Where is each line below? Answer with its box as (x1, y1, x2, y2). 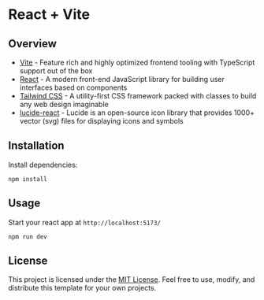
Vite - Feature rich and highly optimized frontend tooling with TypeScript (19, 57, 255, 67)
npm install (8, 175, 47, 183)
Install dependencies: (8, 160, 78, 169)
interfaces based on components (19, 83, 128, 92)
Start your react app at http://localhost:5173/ (8, 217, 162, 227)
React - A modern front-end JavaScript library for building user (19, 75, 225, 83)
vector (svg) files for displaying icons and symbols (19, 117, 184, 125)
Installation (8, 139, 65, 153)
